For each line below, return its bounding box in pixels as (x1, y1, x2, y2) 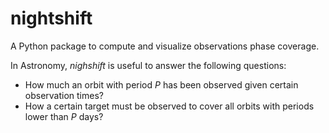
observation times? (24, 89, 104, 101)
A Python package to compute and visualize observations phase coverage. (10, 40, 320, 52)
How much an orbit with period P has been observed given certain (24, 78, 299, 91)
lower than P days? (24, 110, 104, 122)
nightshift (10, 7, 93, 30)
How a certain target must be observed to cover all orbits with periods (24, 100, 315, 112)
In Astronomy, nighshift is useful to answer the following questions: (10, 59, 287, 71)
